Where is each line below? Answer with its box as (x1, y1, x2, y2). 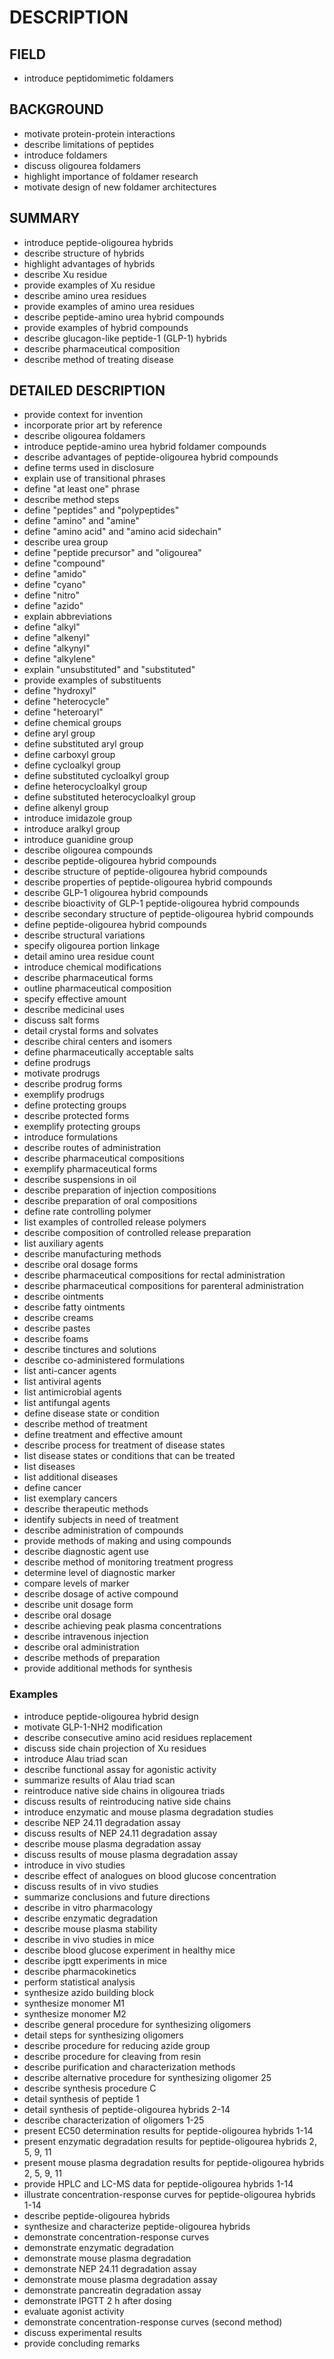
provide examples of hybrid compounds (23, 321, 189, 333)
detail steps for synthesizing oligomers (23, 2029, 184, 2041)
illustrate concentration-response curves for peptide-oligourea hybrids (23, 2188, 316, 2200)
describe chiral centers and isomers (23, 1036, 173, 1048)
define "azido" (23, 600, 84, 612)
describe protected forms (23, 1110, 130, 1122)
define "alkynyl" (23, 642, 91, 655)
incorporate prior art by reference (23, 419, 163, 431)
